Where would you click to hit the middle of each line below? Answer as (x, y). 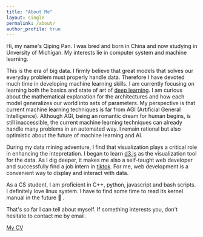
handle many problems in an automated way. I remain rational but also (94, 129)
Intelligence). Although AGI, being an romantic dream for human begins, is (98, 116)
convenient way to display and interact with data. (68, 173)
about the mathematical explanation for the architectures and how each (95, 97)
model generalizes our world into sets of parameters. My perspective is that (101, 103)
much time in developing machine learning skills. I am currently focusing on (101, 84)
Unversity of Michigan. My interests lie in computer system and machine (97, 53)
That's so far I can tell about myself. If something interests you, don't (92, 210)
